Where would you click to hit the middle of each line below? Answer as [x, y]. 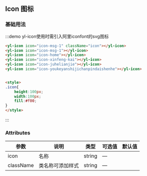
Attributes [18, 132]
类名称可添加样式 [59, 165]
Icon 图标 [19, 9]
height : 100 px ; [29, 91]
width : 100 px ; [28, 96]
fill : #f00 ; [25, 101]
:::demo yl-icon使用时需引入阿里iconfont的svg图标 [57, 36]
